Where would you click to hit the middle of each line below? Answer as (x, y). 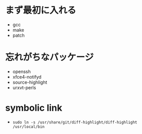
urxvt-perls (24, 87)
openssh (22, 72)
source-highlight (30, 82)
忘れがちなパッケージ (50, 57)
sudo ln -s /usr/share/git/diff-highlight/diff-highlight (75, 122)
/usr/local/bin (29, 126)
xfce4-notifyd (27, 77)
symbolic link (34, 108)
